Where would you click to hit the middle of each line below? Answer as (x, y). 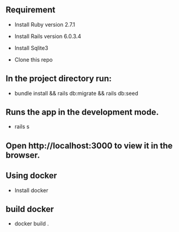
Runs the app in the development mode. (82, 112)
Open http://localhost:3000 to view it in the (89, 145)
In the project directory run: (59, 79)
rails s (22, 127)
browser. (23, 155)
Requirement (31, 10)
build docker (30, 209)
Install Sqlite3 (31, 48)
